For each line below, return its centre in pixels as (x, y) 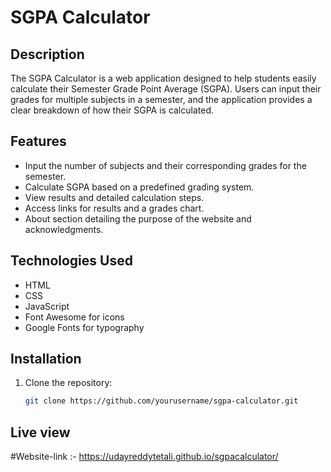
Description (47, 54)
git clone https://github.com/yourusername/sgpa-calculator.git (161, 401)
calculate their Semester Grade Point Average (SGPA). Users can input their (166, 89)
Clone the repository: (68, 383)
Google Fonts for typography (84, 327)
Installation (46, 359)
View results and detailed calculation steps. (114, 197)
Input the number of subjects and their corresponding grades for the (165, 165)
